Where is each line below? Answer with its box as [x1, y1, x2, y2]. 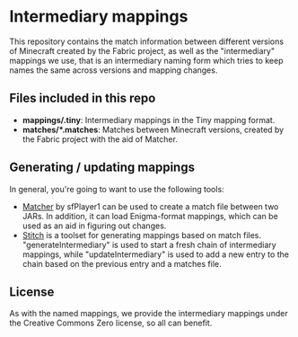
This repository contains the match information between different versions [9, 36, 285, 47]
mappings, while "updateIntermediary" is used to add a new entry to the [22, 249, 290, 260]
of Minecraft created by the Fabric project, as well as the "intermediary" [9, 45, 276, 56]
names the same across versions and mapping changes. [9, 65, 218, 75]
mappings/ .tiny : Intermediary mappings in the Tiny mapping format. [22, 114, 276, 125]
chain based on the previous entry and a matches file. [22, 258, 222, 269]
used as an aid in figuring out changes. [22, 220, 167, 231]
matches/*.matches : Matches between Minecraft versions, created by [22, 124, 285, 135]
